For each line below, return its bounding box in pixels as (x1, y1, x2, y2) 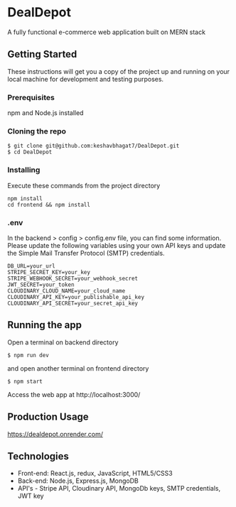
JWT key (17, 491, 44, 501)
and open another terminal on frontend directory (7, 364, 149, 373)
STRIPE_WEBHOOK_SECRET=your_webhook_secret (7, 275, 139, 282)
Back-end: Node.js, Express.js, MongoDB (17, 476, 139, 485)
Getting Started (7, 48, 77, 60)
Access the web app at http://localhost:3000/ (7, 390, 141, 398)
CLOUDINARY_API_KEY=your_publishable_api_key (7, 293, 144, 300)
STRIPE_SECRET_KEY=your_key (7, 268, 91, 276)
